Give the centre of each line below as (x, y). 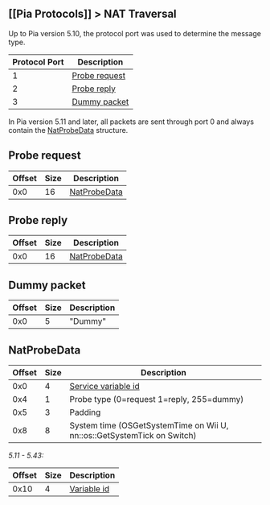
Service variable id (105, 387)
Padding (85, 412)
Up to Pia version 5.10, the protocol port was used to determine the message (135, 33)
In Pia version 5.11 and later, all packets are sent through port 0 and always (131, 122)
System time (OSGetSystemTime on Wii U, (149, 425)
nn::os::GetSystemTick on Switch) (133, 436)
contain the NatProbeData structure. (68, 130)
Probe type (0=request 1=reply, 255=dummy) (157, 399)
